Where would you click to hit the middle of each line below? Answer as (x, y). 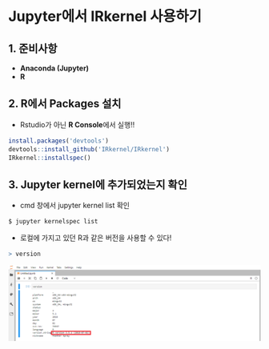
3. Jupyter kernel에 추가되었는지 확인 (98, 185)
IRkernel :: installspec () (50, 158)
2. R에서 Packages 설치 (65, 104)
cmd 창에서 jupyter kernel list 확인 (75, 206)
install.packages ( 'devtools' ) (59, 141)
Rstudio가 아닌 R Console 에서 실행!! (77, 124)
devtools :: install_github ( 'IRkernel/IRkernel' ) (89, 149)
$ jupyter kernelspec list (53, 222)
